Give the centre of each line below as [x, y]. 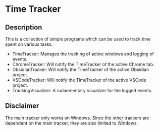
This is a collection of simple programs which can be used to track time [78, 39]
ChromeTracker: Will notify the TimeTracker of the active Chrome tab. [83, 64]
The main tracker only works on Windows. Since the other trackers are [77, 118]
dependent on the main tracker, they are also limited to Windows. [72, 123]
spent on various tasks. [29, 44]
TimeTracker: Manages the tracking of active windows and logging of [83, 54]
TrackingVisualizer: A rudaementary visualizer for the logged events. [82, 90]
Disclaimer [22, 106]
